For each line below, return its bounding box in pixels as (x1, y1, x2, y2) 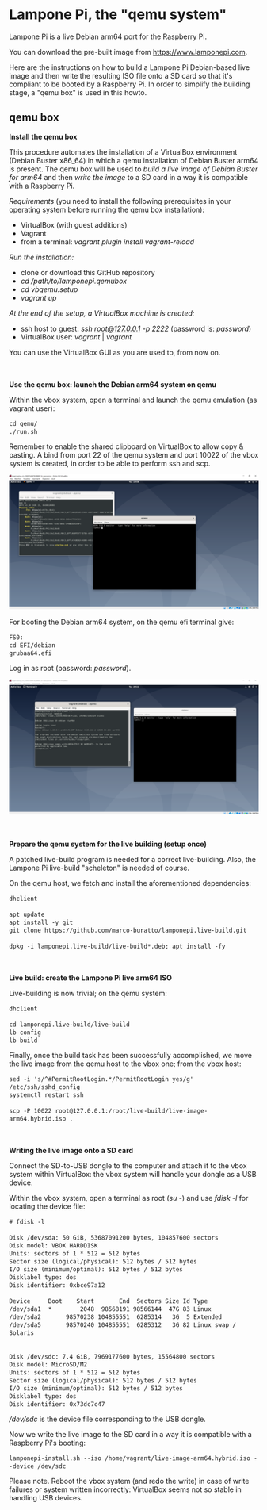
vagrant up (20, 293, 57, 302)
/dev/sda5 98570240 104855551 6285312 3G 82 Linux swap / (9, 1321, 237, 1329)
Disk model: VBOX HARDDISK (9, 1242, 98, 1250)
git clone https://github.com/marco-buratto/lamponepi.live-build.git (9, 926, 247, 935)
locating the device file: (9, 1201, 86, 1211)
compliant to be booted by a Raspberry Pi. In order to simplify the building (9, 79, 250, 89)
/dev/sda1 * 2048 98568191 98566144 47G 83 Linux (9, 1305, 212, 1313)
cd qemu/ (9, 420, 38, 427)
